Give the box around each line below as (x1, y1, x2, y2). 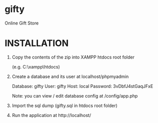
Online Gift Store (4, 20, 39, 26)
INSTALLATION (4, 37, 68, 49)
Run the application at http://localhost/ (11, 112, 91, 118)
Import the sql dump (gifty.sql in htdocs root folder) (11, 102, 118, 108)
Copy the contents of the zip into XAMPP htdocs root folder (11, 54, 134, 60)
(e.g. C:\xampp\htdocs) (11, 63, 60, 69)
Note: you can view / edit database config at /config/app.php (11, 92, 138, 98)
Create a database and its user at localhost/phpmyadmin (11, 73, 129, 79)
